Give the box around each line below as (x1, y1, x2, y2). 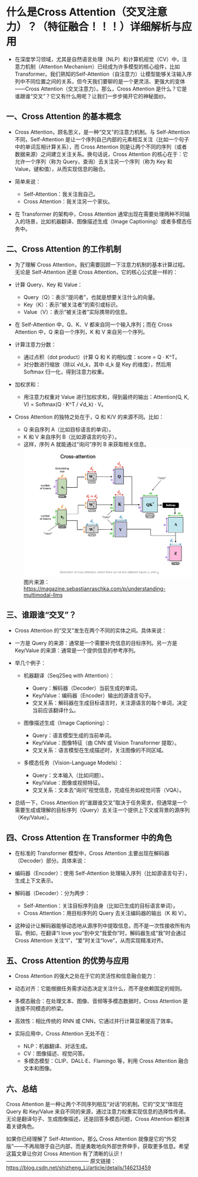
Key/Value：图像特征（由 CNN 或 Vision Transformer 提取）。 (32, 739, 180, 746)
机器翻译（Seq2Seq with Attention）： (23, 672, 115, 679)
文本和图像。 (23, 1065, 55, 1072)
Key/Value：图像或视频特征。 (32, 779, 103, 786)
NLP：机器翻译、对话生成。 (23, 1043, 91, 1050)
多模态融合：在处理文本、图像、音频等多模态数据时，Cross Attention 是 (14, 997, 189, 1005)
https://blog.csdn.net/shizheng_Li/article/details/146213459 (6, 1164, 151, 1171)
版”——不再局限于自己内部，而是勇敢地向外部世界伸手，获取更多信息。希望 (6, 1143, 190, 1150)
